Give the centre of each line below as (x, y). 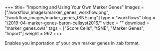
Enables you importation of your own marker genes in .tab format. (72, 43)
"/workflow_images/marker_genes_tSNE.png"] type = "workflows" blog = (80, 18)
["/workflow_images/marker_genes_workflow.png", (57, 12)
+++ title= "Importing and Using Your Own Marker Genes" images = (74, 7)
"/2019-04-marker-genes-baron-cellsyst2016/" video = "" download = (77, 23)
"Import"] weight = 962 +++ (34, 33)
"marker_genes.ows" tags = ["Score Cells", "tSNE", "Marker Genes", (75, 28)
